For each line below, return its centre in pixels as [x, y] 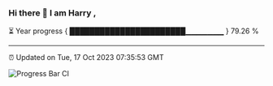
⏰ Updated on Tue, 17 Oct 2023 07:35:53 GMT [86, 58]
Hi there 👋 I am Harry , [52, 13]
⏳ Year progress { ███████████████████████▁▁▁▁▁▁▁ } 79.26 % [134, 31]
